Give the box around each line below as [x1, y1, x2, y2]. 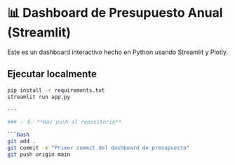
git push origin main [7, 151, 71, 158]
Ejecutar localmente [7, 68, 97, 80]
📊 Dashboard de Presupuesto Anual [7, 5, 223, 21]
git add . [7, 138, 36, 145]
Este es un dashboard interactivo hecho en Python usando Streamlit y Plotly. [7, 48, 229, 56]
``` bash [7, 131, 30, 138]
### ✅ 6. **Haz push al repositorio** [7, 119, 122, 126]
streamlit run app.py [7, 93, 71, 100]
